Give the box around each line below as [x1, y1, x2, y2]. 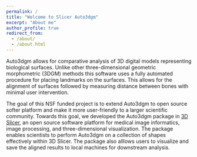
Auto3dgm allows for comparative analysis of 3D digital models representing [6, 57, 192, 65]
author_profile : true [6, 25, 59, 31]
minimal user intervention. [6, 89, 69, 96]
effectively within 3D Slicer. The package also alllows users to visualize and [6, 138, 189, 145]
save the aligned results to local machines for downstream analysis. [6, 143, 171, 151]
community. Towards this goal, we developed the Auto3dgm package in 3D [6, 112, 188, 119]
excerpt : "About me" [6, 19, 57, 25]
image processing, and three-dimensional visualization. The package [6, 125, 173, 132]
